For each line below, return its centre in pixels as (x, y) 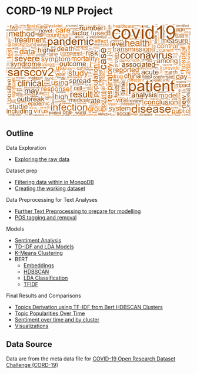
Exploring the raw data (42, 159)
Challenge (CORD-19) (32, 365)
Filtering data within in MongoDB (54, 182)
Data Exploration (26, 147)
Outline (20, 134)
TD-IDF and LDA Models (44, 247)
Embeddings (39, 265)
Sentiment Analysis (38, 240)
